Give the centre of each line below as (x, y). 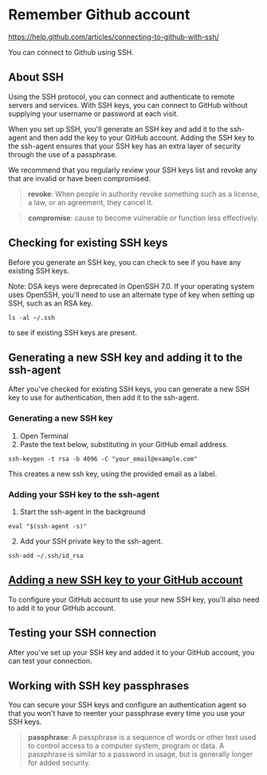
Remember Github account (99, 15)
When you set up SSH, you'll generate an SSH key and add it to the (118, 129)
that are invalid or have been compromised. (80, 178)
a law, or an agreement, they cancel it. (90, 202)
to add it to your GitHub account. (62, 607)
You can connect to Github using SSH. (71, 52)
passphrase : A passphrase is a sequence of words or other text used (142, 737)
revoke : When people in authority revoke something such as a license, (143, 194)
